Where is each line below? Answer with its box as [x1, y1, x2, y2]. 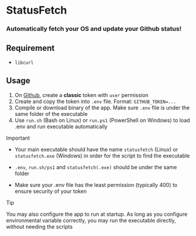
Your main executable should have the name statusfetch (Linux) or [14, 146, 178, 153]
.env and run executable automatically [14, 122, 108, 130]
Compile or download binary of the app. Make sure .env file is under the [14, 104, 190, 111]
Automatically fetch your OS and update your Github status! [6, 25, 182, 33]
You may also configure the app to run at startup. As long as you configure [6, 211, 188, 218]
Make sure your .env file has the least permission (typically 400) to [14, 181, 178, 188]
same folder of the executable [14, 110, 88, 117]
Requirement [6, 43, 55, 53]
